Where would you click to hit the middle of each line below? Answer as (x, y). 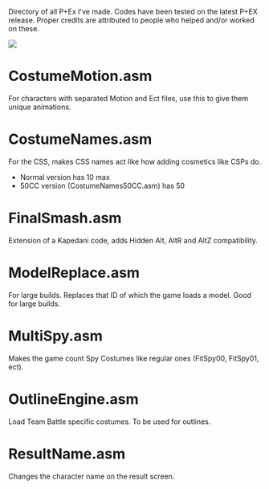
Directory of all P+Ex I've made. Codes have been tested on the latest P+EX (133, 12)
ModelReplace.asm (74, 273)
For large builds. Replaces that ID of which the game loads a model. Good (130, 295)
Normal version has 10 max (65, 177)
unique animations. (40, 107)
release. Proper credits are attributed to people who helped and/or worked (131, 20)
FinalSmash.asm (65, 218)
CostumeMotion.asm (80, 76)
